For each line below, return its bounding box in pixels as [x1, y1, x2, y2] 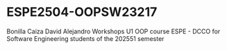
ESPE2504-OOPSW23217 [6, 4, 158, 20]
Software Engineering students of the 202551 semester [6, 34, 165, 42]
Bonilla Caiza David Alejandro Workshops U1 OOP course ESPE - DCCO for [6, 27, 221, 35]
